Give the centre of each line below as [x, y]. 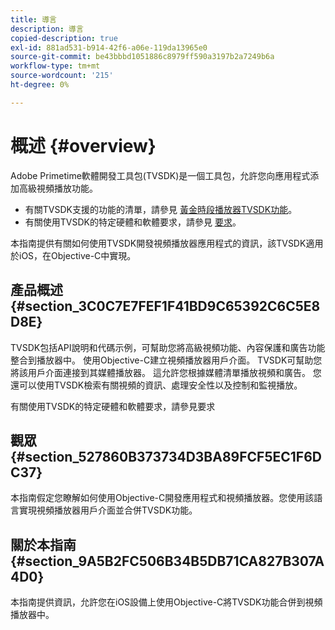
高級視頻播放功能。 [58, 188]
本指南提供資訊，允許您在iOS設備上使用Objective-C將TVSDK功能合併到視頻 [166, 602]
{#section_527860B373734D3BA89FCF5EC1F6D [166, 456]
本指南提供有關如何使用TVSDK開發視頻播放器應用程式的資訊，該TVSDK [158, 243]
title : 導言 [33, 19]
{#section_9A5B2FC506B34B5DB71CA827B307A [167, 561]
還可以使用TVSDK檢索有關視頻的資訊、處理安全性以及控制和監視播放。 [156, 385]
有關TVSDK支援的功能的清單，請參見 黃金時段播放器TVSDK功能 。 [161, 209]
